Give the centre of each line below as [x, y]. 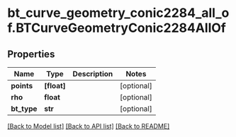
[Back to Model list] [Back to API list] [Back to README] [89, 126]
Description [93, 74]
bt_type [24, 109]
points [22, 86]
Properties [31, 54]
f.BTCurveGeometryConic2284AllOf [117, 28]
